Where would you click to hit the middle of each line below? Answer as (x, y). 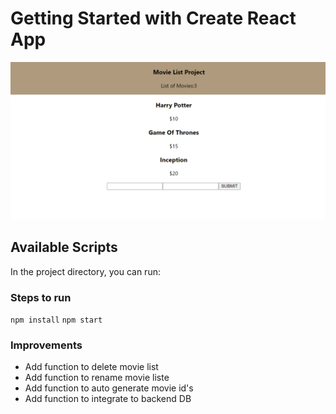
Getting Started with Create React (153, 18)
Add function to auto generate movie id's (109, 388)
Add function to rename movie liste (97, 378)
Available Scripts (64, 247)
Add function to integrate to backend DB (108, 399)
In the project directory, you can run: (85, 271)
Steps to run (41, 297)
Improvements (46, 345)
